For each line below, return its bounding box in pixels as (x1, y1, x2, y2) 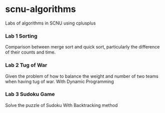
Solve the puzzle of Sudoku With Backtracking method (5, 102, 118, 108)
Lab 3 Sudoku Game (5, 91, 55, 98)
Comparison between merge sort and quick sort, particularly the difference (5, 44, 160, 50)
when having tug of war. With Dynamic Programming (5, 78, 114, 84)
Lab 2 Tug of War (5, 61, 47, 68)
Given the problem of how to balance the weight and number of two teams (5, 73, 158, 79)
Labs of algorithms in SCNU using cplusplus (5, 20, 96, 26)
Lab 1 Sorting (5, 32, 37, 39)
